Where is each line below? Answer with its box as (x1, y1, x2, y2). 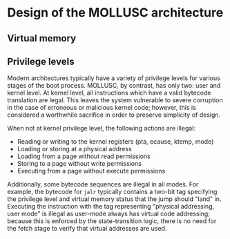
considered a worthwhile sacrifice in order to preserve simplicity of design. (7, 111, 221, 119)
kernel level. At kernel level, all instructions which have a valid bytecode (7, 88, 211, 97)
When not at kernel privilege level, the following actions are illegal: (7, 124, 195, 133)
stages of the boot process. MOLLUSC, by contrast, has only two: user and (7, 82, 221, 90)
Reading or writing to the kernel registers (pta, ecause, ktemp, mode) (17, 137, 214, 146)
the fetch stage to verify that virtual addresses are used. (7, 224, 167, 233)
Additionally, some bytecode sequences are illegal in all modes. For (7, 180, 199, 189)
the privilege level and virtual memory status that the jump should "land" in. (7, 195, 222, 203)
